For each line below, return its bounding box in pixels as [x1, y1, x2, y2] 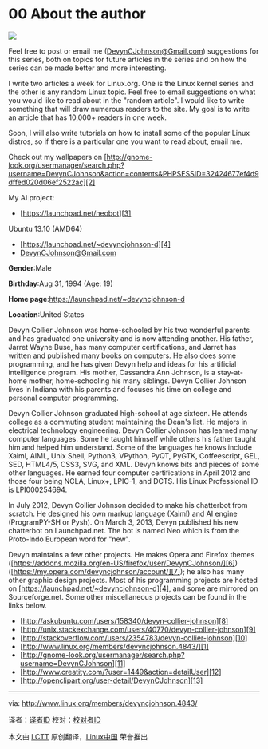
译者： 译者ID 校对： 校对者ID [8, 715, 101, 724]
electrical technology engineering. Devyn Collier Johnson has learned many [8, 425, 258, 435]
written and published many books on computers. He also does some [8, 351, 237, 360]
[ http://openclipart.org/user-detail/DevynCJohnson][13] [19, 676, 203, 685]
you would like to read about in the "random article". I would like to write [8, 95, 245, 105]
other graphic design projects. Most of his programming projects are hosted [8, 575, 258, 585]
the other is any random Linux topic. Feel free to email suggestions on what [8, 87, 256, 97]
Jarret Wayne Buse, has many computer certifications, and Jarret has [8, 342, 237, 351]
